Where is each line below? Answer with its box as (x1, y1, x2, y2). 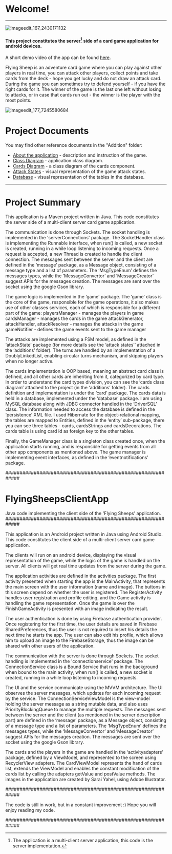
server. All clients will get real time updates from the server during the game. (5, 563, 167, 569)
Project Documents (5, 125, 89, 137)
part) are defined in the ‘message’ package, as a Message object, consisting (5, 717, 166, 723)
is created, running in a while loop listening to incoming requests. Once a (5, 245, 159, 252)
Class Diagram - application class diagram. (12, 157, 103, 163)
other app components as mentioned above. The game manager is (5, 449, 146, 455)
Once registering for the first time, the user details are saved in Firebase (5, 621, 157, 627)
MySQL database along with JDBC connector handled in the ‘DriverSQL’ (5, 401, 157, 407)
